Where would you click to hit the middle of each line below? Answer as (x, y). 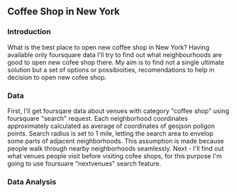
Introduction (29, 32)
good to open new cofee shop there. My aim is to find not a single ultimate (116, 62)
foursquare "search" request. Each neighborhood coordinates (98, 118)
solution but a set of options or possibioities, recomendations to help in (111, 69)
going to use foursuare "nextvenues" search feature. (84, 163)
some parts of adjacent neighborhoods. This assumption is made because (116, 141)
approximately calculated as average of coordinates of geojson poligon (111, 126)
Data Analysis (32, 182)
